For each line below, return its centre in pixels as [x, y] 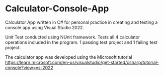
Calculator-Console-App [57, 9]
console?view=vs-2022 [29, 68]
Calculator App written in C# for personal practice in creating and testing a [82, 22]
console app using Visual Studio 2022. [45, 27]
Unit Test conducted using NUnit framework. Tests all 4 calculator [73, 37]
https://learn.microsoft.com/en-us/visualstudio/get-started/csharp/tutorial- [82, 62]
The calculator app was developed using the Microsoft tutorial [69, 57]
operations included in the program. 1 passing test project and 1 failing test [81, 42]
